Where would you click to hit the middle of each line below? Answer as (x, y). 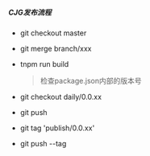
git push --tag (43, 143)
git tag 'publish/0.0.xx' (57, 128)
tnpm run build (44, 64)
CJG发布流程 (30, 12)
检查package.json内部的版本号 (91, 80)
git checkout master (53, 33)
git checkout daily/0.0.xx (61, 96)
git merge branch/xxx (56, 48)
